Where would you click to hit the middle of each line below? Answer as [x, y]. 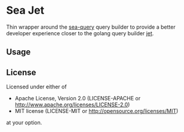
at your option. [24, 122]
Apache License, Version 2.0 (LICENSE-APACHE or [78, 99]
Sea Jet [25, 10]
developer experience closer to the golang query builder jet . [80, 33]
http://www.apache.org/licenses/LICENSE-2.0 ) [72, 105]
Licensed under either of [36, 87]
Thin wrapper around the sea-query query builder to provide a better [91, 27]
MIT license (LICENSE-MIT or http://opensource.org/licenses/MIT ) [96, 111]
